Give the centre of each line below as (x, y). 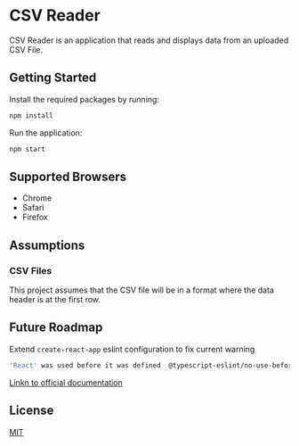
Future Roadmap (56, 328)
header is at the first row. (55, 299)
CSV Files (31, 270)
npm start (28, 149)
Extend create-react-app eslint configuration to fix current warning (132, 349)
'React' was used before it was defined (85, 365)
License (32, 411)
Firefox (35, 217)
